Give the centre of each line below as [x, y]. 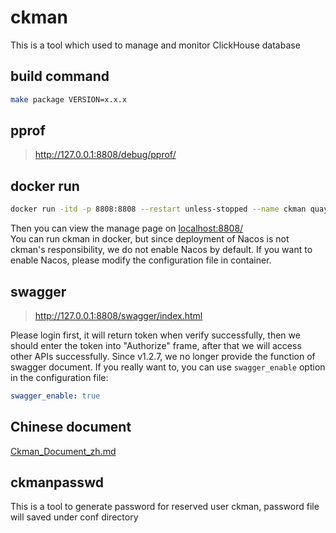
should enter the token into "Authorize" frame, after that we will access [156, 345]
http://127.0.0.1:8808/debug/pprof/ [105, 155]
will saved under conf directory [74, 517]
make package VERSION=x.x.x [69, 99]
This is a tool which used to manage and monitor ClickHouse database [155, 45]
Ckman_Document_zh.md [63, 451]
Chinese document [71, 427]
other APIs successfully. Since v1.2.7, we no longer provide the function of [163, 356]
